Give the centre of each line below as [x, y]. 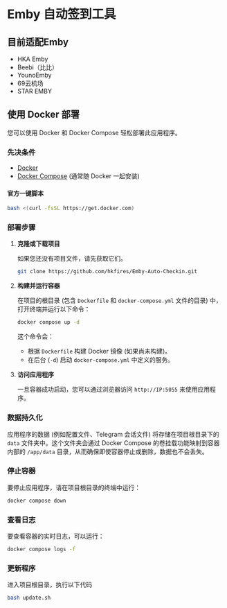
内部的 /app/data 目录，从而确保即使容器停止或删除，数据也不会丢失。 [108, 451]
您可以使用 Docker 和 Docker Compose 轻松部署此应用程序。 [94, 132]
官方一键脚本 [25, 193]
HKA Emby [33, 59]
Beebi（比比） [38, 67]
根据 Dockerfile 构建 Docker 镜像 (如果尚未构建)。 [99, 351]
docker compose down [37, 501]
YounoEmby [34, 75]
